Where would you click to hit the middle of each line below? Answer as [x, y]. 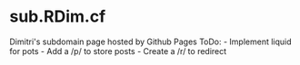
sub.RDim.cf [58, 17]
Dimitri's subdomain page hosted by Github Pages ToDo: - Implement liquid [151, 42]
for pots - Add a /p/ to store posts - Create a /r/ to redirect [118, 51]
